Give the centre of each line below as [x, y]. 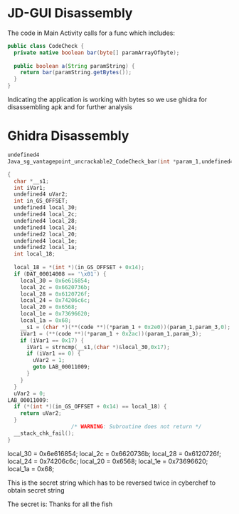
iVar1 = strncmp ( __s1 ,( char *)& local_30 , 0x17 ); [98, 347]
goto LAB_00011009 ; [62, 367]
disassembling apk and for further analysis [70, 107]
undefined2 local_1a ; [46, 248]
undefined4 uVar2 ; [41, 194]
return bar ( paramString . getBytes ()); [76, 73]
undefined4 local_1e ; [46, 241]
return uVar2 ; [41, 413]
